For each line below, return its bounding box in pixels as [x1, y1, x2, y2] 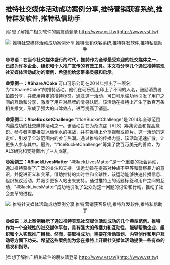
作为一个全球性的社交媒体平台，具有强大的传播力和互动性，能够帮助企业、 [5, 224, 160, 231]
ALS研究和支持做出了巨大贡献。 [5, 147, 72, 154]
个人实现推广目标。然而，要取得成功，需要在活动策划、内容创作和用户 [14, 231, 160, 237]
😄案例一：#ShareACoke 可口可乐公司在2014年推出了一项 [5, 80, 126, 86]
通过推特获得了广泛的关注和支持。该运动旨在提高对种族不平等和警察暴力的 [5, 165, 160, 171]
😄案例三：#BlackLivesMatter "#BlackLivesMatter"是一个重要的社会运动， [5, 159, 161, 165]
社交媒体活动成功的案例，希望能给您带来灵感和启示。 [5, 69, 116, 75]
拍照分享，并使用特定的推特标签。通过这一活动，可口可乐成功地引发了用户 [5, 93, 160, 99]
